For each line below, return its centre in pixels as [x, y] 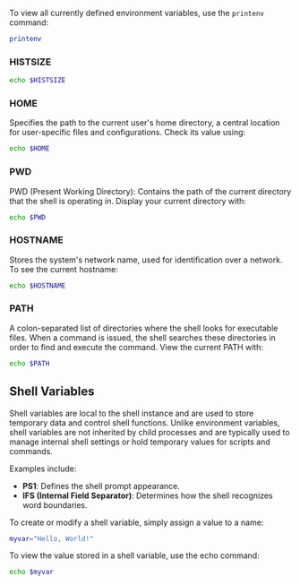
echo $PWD [28, 217]
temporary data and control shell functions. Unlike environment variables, [145, 422]
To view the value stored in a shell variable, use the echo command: [134, 555]
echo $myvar [31, 572]
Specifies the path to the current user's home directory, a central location [145, 123]
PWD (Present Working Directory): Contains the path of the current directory [150, 191]
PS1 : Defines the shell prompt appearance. [101, 486]
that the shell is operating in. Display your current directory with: [128, 201]
